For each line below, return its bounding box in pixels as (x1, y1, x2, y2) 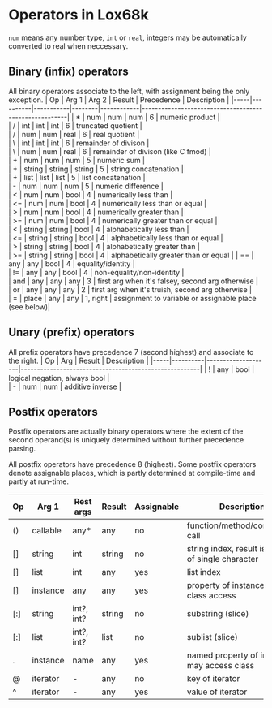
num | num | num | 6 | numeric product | (86, 112, 220, 122)
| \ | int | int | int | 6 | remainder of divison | (8, 138, 150, 148)
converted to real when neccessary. (8, 41, 129, 50)
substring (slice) (186, 608, 249, 619)
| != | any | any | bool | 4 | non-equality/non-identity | (8, 267, 185, 277)
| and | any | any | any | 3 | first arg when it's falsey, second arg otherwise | (8, 276, 259, 286)
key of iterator (186, 673, 240, 684)
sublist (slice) (186, 632, 239, 643)
